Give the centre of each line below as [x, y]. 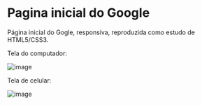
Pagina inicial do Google [79, 13]
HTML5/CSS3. [28, 39]
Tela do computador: [37, 53]
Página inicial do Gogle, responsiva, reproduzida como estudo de [101, 32]
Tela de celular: [29, 80]
